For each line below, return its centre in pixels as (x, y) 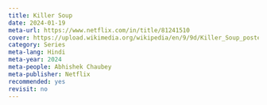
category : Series (37, 45)
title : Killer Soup (41, 15)
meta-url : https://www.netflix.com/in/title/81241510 (99, 30)
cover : (19, 37)
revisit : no (28, 89)
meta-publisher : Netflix (49, 74)
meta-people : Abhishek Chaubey (60, 67)
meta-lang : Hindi (37, 52)
